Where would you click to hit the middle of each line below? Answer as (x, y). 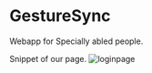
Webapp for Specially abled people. (76, 41)
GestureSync (60, 16)
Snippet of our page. (48, 58)
